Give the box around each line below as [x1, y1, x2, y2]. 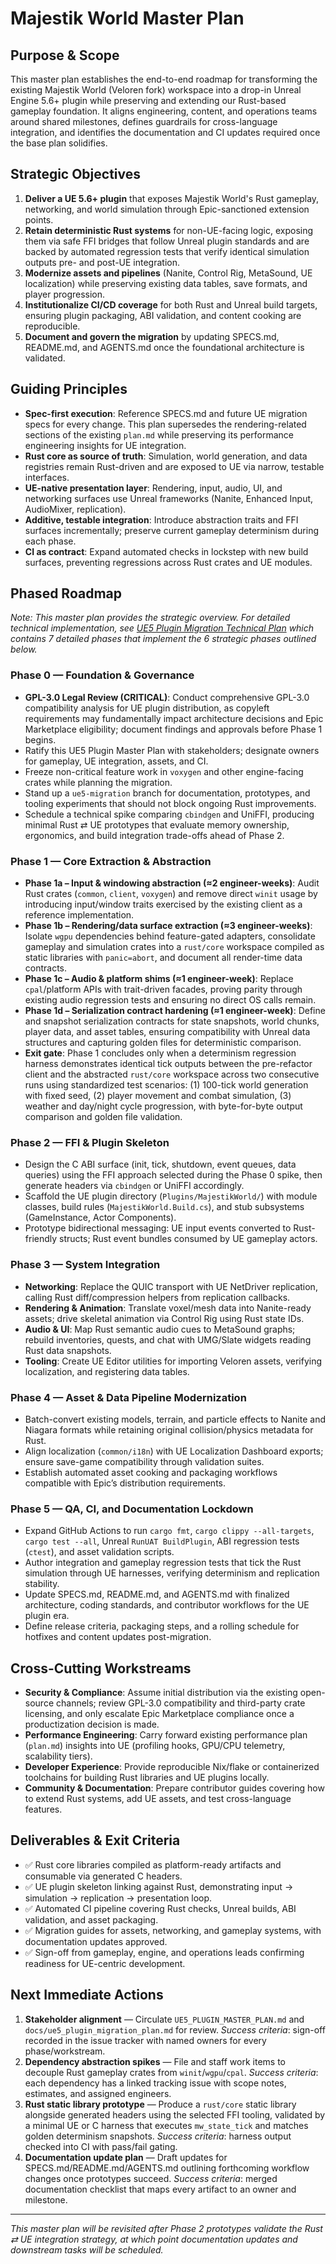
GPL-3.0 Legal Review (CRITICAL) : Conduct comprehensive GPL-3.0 [24, 691, 310, 703]
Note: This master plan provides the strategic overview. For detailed [10, 612, 291, 624]
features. [24, 1803, 63, 1816]
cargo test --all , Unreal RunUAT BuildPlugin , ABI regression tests [24, 1535, 300, 1547]
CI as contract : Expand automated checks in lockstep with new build [24, 545, 309, 557]
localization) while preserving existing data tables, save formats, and [24, 277, 308, 289]
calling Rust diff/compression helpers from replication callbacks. [24, 1291, 291, 1303]
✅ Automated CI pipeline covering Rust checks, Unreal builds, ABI [24, 1902, 297, 1914]
